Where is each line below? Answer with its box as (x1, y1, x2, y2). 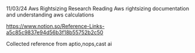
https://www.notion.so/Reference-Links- (6, 23, 105, 29)
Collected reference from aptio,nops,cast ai (6, 41, 112, 47)
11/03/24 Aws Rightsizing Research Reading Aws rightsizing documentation (6, 5, 190, 12)
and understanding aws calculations (6, 11, 95, 18)
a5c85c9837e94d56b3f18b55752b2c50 (6, 29, 103, 36)
